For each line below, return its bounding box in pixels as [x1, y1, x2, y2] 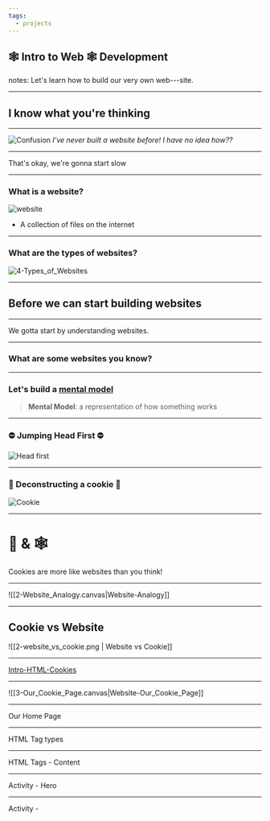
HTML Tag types [8, 734, 64, 745]
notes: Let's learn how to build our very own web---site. [8, 76, 194, 85]
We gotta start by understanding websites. [8, 325, 149, 335]
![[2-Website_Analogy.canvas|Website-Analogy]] [8, 589, 170, 600]
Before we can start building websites [8, 297, 202, 311]
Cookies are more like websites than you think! [8, 567, 163, 576]
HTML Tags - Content [8, 757, 80, 767]
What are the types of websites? [8, 247, 138, 258]
